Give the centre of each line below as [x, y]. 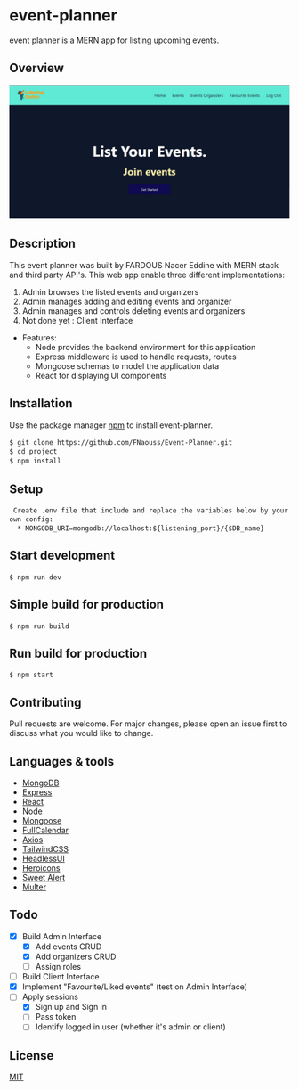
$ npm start [31, 675]
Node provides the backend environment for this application [145, 347]
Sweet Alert [44, 878]
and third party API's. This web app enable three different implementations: [147, 275]
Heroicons [41, 868]
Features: [40, 337]
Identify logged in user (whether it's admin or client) [131, 1027]
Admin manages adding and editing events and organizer [127, 301]
